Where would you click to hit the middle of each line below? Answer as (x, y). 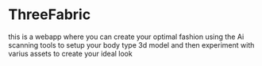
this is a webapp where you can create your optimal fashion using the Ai (126, 37)
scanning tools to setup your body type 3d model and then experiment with (131, 45)
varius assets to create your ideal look (70, 53)
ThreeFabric (50, 15)
